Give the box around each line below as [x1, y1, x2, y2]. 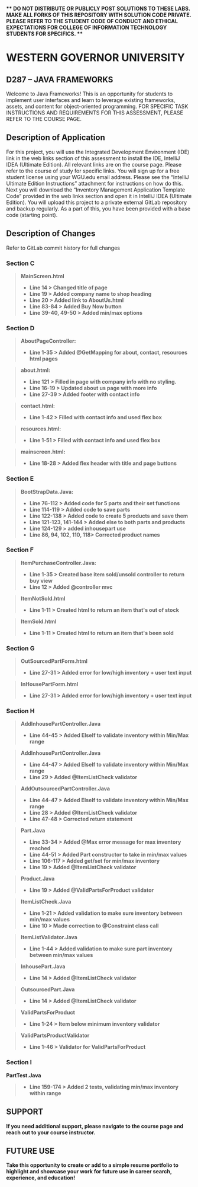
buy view [29, 577, 53, 584]
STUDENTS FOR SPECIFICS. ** [6, 30, 83, 37]
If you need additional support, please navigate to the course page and [6, 1122, 184, 1129]
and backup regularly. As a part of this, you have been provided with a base [6, 205, 191, 212]
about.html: [20, 367, 50, 374]
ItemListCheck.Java [20, 898, 72, 905]
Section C [6, 259, 35, 267]
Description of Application [6, 133, 105, 143]
